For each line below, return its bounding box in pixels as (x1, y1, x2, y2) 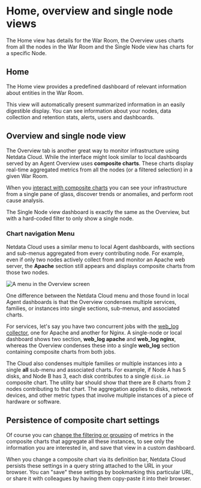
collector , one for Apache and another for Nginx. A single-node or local (6, 329, 182, 336)
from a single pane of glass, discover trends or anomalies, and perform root (6, 190, 193, 197)
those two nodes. (6, 269, 49, 276)
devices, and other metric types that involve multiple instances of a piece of (6, 391, 194, 399)
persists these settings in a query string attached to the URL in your (6, 462, 173, 469)
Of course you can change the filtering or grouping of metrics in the (6, 431, 174, 438)
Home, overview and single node (6, 4, 173, 18)
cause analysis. (6, 197, 45, 204)
